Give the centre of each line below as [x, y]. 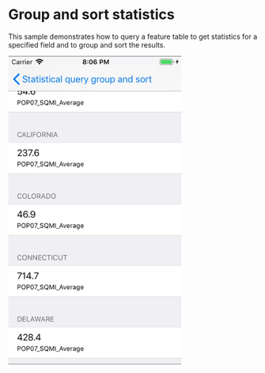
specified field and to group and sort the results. [87, 44]
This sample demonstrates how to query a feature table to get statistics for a [133, 36]
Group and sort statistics [92, 15]
